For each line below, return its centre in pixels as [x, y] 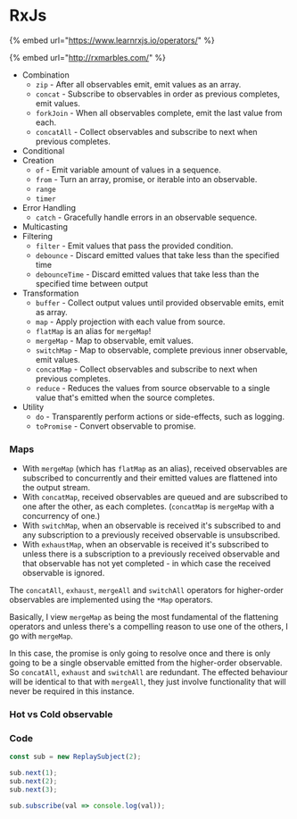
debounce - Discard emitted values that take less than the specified [157, 255]
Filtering [37, 236]
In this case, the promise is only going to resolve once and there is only [140, 654]
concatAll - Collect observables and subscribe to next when [146, 131]
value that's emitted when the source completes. [125, 397]
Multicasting [45, 226]
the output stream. [56, 488]
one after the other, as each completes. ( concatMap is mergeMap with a [148, 506]
